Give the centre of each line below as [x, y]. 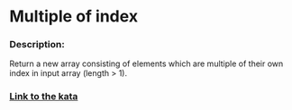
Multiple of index [73, 17]
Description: [37, 45]
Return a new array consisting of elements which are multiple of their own [146, 63]
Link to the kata [44, 97]
